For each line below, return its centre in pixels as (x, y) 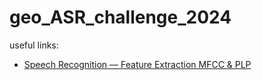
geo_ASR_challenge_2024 (120, 17)
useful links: (34, 45)
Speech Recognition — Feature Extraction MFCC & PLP (137, 64)
